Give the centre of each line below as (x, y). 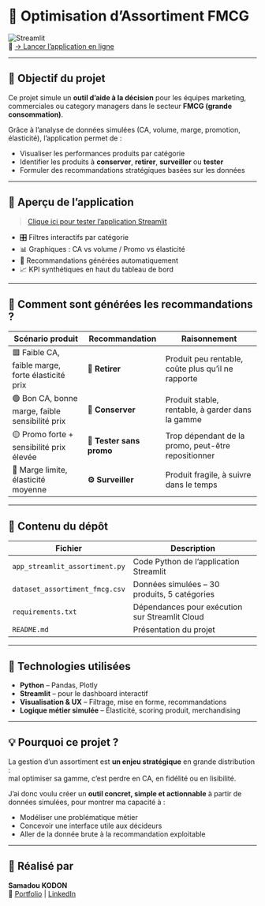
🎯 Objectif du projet (57, 79)
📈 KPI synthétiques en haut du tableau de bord (96, 269)
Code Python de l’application (186, 562)
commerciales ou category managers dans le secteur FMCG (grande (120, 106)
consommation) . (36, 114)
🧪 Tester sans (114, 440)
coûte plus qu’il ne (200, 369)
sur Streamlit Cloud (168, 617)
